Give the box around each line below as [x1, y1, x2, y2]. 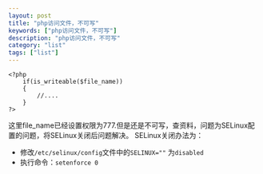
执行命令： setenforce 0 [19, 157, 98, 167]
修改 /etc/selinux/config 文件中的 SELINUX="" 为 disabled [19, 148, 204, 156]
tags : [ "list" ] [8, 49, 59, 57]
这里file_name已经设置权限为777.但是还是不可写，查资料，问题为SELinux [8, 121, 249, 130]
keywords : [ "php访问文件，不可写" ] [8, 26, 118, 34]
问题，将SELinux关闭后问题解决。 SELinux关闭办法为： [22, 131, 204, 140]
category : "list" [8, 42, 66, 49]
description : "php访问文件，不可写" [8, 34, 122, 42]
